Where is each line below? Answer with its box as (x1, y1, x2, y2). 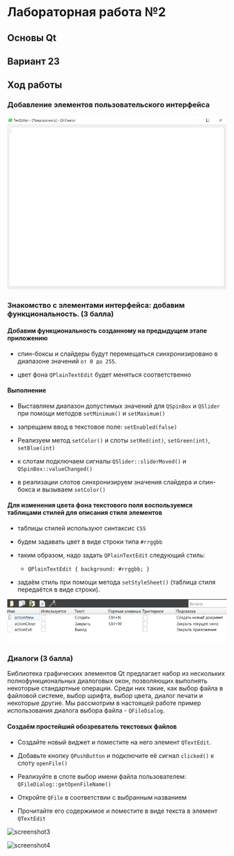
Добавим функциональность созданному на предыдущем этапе (7, 326, 208, 335)
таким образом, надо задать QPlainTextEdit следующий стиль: (17, 551, 205, 560)
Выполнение (7, 386, 47, 395)
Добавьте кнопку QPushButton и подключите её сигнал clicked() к (17, 751, 214, 759)
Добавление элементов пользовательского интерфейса (7, 100, 210, 110)
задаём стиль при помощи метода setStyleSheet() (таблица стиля (17, 578, 216, 587)
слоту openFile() (17, 759, 68, 767)
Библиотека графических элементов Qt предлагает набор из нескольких (7, 669, 225, 678)
